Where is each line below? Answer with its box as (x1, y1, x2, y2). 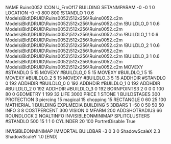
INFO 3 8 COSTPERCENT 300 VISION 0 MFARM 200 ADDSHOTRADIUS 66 (5, 107, 162, 113)
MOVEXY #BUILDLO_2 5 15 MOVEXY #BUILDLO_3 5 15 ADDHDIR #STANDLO (5, 75, 166, 81)
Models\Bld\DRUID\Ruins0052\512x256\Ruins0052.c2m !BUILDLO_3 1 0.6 (5, 53, 160, 59)
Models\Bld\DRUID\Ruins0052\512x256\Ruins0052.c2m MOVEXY (5, 64, 143, 70)
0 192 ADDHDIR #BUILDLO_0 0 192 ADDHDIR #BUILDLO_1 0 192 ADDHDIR (5, 80, 160, 86)
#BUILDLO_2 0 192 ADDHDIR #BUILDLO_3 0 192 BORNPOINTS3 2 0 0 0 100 (5, 86, 164, 91)
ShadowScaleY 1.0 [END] (5, 134, 58, 139)
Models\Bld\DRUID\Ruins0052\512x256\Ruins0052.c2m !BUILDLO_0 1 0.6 (5, 20, 160, 27)
